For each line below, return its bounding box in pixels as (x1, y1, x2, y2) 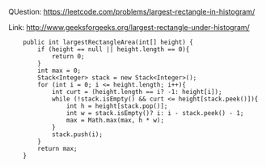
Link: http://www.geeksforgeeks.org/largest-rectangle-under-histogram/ (8, 23, 251, 32)
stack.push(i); (51, 131, 103, 139)
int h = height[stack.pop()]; (65, 102, 168, 110)
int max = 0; (37, 66, 82, 75)
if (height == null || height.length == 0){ (37, 45, 190, 54)
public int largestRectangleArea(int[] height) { (23, 38, 194, 46)
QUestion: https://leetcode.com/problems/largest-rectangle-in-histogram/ (8, 7, 255, 16)
